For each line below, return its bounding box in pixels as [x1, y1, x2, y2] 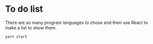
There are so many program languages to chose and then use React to [5, 20, 149, 25]
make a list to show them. [5, 24, 57, 30]
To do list [5, 3, 43, 15]
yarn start [5, 34, 28, 39]
